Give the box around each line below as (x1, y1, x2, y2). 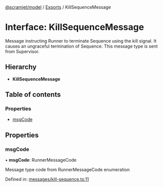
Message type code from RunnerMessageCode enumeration (5, 167, 130, 173)
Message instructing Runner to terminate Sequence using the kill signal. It (5, 38, 157, 44)
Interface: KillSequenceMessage (5, 22, 145, 33)
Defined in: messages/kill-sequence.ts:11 (5, 176, 89, 183)
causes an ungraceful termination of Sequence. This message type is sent (5, 43, 158, 49)
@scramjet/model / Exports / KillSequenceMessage (5, 4, 111, 10)
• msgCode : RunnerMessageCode (5, 157, 77, 163)
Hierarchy (5, 63, 37, 71)
